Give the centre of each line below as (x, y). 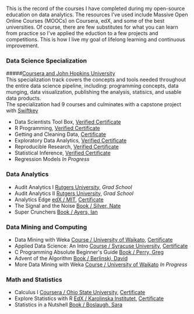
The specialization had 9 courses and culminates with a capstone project (94, 104)
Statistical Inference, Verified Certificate (62, 153)
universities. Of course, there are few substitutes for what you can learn (92, 27)
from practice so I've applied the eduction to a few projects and (82, 33)
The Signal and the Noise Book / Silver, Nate (68, 205)
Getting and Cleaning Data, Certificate (60, 134)
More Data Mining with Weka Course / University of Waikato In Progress (101, 264)
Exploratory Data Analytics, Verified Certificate (70, 141)
